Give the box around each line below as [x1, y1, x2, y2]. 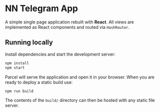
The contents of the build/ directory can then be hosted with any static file [5, 97, 155, 103]
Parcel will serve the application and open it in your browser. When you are [5, 74, 155, 80]
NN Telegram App [5, 3, 79, 14]
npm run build [5, 89, 34, 93]
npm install [5, 60, 29, 66]
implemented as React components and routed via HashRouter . [5, 24, 130, 30]
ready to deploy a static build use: [5, 79, 73, 85]
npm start [5, 65, 25, 70]
